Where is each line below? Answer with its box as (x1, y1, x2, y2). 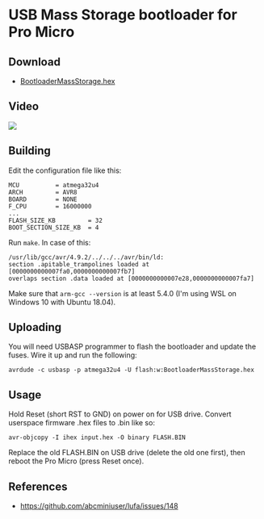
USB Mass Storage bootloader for (8, 6, 238, 24)
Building (8, 144, 51, 158)
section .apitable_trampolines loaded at (8, 260, 150, 268)
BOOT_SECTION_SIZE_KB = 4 (8, 224, 99, 232)
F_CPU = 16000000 (8, 202, 92, 211)
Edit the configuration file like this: (8, 165, 122, 175)
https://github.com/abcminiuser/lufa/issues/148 (19, 501, 179, 511)
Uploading (8, 320, 62, 334)
